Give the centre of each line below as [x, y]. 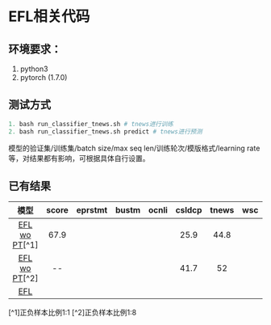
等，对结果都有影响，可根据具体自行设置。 [79, 158]
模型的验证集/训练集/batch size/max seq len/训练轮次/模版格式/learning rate [134, 148]
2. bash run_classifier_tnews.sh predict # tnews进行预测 [106, 131]
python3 [34, 69]
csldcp [189, 210]
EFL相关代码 [49, 17]
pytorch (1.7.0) [44, 77]
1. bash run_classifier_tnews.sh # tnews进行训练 [91, 124]
